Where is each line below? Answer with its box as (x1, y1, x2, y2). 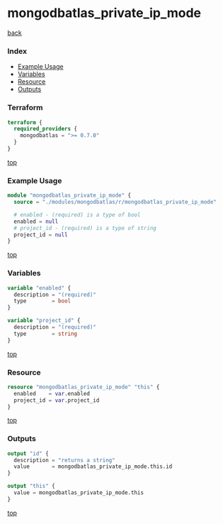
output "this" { (7, 483, 55, 490)
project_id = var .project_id (13, 396, 100, 404)
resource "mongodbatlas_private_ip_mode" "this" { (7, 383, 160, 391)
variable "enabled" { (7, 284, 72, 292)
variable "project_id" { (7, 317, 81, 324)
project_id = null (13, 231, 69, 239)
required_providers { (13, 126, 78, 133)
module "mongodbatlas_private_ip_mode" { (7, 192, 132, 200)
